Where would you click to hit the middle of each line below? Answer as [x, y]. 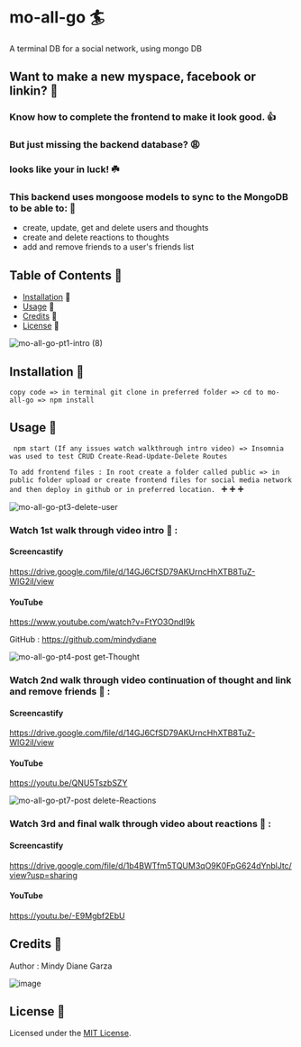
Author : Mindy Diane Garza [61, 966]
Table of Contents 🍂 [66, 275]
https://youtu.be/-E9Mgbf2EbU [67, 915]
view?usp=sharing [44, 875]
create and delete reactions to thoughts [96, 237]
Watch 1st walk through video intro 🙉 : [94, 530]
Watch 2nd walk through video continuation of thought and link [150, 680]
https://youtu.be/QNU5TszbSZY [68, 783]
